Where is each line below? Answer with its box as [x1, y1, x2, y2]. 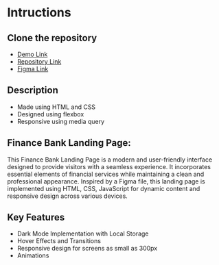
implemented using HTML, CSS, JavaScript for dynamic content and [7, 184, 200, 192]
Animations [16, 251, 49, 260]
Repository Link [16, 58, 62, 66]
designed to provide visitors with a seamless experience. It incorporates [7, 162, 211, 171]
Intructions [7, 5, 71, 21]
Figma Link [16, 65, 49, 73]
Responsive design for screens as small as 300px [16, 244, 158, 253]
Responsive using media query [16, 117, 105, 125]
